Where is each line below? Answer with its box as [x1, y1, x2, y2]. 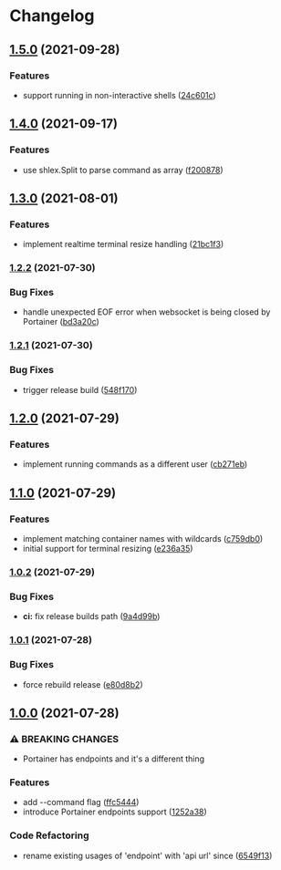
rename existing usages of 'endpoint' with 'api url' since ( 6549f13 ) [22, 850, 273, 861]
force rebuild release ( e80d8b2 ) [22, 678, 143, 689]
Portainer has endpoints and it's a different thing [22, 753, 205, 764]
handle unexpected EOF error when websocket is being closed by [22, 306, 271, 317]
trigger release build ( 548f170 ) [22, 384, 138, 395]
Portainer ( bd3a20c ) [22, 316, 100, 327]
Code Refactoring [9, 829, 89, 842]
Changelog [9, 5, 95, 26]
